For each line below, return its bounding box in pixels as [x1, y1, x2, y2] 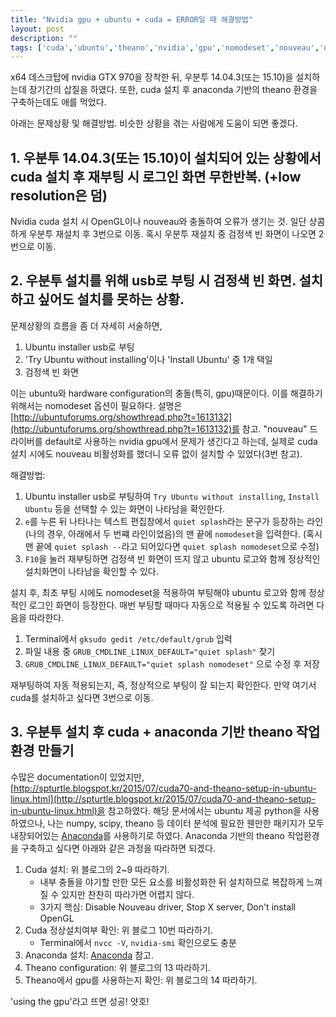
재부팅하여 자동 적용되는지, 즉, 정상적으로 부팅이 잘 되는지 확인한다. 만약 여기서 [10, 679, 317, 691]
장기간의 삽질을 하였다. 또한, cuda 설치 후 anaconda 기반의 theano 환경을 [28, 84, 318, 96]
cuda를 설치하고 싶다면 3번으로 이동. [10, 691, 154, 703]
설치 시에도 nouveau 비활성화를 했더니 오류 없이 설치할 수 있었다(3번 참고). [10, 447, 303, 460]
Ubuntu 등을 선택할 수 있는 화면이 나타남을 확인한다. [24, 502, 226, 515]
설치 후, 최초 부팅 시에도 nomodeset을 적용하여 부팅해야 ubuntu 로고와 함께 [10, 586, 307, 598]
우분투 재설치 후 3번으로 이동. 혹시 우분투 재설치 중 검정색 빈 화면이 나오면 [28, 228, 317, 240]
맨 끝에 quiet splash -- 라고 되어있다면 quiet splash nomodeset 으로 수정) [24, 540, 320, 552]
